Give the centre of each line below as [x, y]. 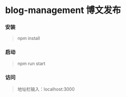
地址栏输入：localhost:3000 [46, 89]
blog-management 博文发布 [63, 10]
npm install [29, 38]
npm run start [31, 63]
